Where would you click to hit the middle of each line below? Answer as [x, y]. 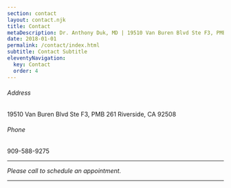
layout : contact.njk [37, 20]
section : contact [32, 13]
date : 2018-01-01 [32, 39]
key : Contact [32, 64]
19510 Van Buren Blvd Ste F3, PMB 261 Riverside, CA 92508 [92, 114]
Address [19, 93]
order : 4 [26, 71]
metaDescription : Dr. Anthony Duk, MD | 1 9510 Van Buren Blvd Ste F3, [110, 33]
